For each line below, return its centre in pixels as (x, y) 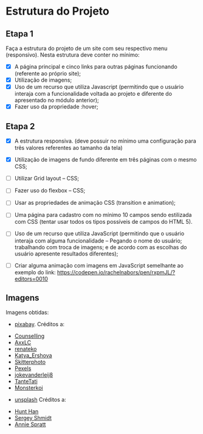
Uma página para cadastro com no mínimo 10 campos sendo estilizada (103, 215)
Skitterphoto (30, 362)
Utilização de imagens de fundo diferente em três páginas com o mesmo (105, 160)
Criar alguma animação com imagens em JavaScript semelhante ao (99, 265)
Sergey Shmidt (33, 418)
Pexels (23, 368)
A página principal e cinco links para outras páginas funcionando (96, 66)
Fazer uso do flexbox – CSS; (50, 191)
